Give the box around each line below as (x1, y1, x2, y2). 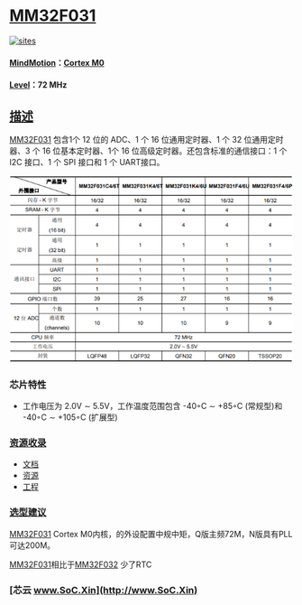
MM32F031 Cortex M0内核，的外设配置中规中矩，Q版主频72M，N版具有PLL (9, 528, 293, 539)
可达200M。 (9, 539, 56, 551)
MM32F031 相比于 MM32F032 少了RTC (9, 559, 152, 570)
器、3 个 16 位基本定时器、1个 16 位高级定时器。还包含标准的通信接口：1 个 (9, 145, 288, 156)
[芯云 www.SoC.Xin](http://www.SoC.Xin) (9, 583, 198, 596)
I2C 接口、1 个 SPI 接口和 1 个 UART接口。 (9, 156, 165, 167)
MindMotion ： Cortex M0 (9, 57, 105, 68)
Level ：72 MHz (9, 79, 68, 90)
